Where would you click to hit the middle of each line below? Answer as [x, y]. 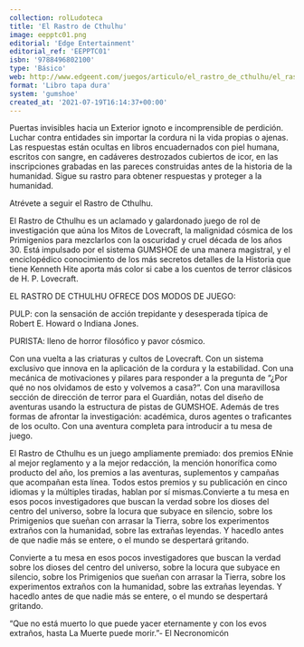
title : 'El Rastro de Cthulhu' [68, 26]
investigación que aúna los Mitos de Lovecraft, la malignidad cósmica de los [151, 230]
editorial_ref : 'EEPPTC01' [60, 52]
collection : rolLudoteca [56, 18]
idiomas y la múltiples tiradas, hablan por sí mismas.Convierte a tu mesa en [149, 492]
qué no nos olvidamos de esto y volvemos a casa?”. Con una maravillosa [145, 387]
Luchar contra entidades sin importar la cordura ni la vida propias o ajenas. [149, 138]
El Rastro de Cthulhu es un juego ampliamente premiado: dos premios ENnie [152, 454]
